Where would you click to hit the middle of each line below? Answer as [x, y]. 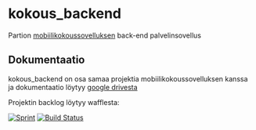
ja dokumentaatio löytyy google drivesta [73, 87]
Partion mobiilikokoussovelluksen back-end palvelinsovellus [105, 35]
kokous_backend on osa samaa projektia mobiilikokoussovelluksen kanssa [128, 78]
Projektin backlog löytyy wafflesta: [64, 102]
